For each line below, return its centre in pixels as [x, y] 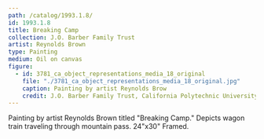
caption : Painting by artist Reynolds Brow [95, 88]
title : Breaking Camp [44, 30]
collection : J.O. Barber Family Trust [71, 37]
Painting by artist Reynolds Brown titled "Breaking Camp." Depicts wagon [126, 118]
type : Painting [33, 52]
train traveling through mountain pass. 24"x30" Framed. [99, 126]
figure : [21, 67]
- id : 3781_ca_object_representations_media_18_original [110, 74]
